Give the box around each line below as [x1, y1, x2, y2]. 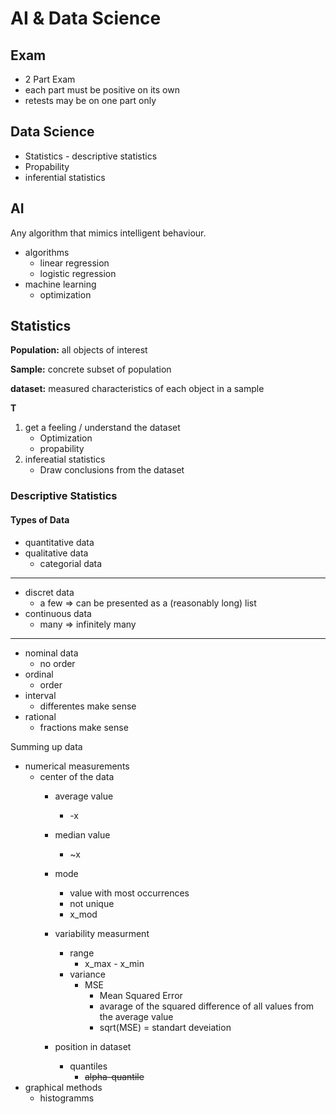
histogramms [39, 1092, 95, 1104]
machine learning [24, 278, 97, 290]
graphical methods [24, 1081, 103, 1093]
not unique [69, 897, 115, 909]
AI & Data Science [10, 7, 162, 30]
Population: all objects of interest [10, 344, 148, 356]
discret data [24, 586, 75, 598]
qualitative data [24, 547, 89, 559]
